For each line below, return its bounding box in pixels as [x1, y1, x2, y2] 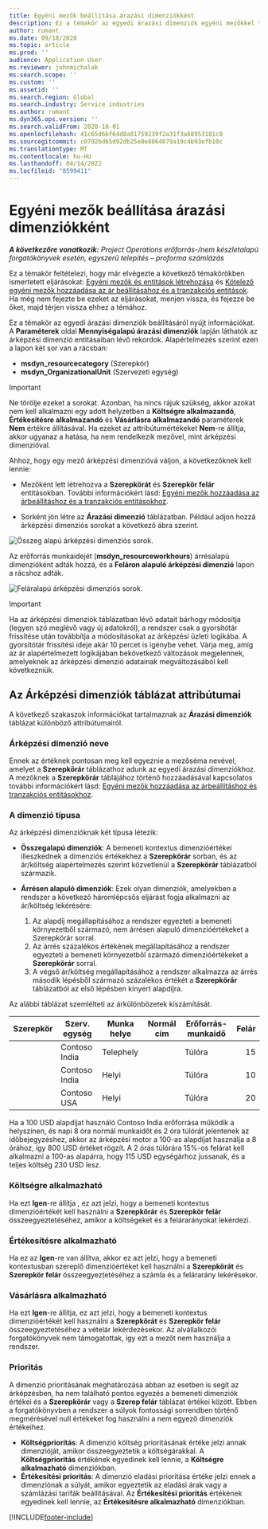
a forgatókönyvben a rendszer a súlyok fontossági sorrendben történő [9, 1405, 239, 1414]
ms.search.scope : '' [9, 71, 78, 79]
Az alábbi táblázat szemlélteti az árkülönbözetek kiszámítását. [9, 999, 213, 1009]
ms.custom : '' [9, 78, 56, 86]
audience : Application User [9, 57, 103, 65]
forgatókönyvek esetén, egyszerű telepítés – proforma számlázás [9, 252, 225, 263]
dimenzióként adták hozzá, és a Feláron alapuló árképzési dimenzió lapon [9, 559, 254, 569]
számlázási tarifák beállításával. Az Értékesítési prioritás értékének [20, 1488, 243, 1498]
